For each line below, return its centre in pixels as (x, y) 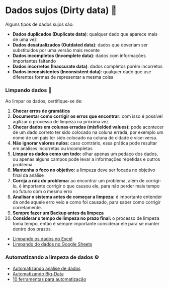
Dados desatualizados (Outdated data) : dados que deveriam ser (80, 44)
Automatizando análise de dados (47, 268)
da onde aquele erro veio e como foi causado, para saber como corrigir (87, 202)
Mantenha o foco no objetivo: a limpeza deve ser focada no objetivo (84, 170)
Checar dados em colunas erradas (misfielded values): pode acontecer (88, 127)
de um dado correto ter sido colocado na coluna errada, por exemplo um (88, 132)
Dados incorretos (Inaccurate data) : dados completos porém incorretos (88, 66)
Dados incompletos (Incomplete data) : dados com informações (79, 56)
